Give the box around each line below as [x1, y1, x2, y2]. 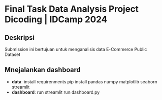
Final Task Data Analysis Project [4, 3, 139, 15]
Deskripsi [4, 33, 35, 42]
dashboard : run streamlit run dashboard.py [11, 89, 100, 95]
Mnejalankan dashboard [4, 66, 81, 74]
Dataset [4, 51, 21, 57]
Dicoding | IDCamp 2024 [4, 14, 108, 25]
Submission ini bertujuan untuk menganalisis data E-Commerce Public [4, 47, 147, 52]
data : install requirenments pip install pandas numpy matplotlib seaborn [11, 78, 158, 84]
